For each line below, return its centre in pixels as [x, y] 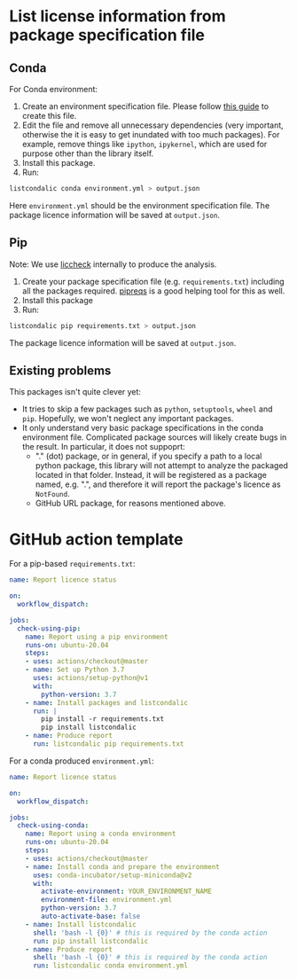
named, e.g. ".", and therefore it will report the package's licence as [158, 484]
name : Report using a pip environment [97, 637]
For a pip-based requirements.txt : [72, 564]
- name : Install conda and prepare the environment [122, 866]
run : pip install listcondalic [90, 941]
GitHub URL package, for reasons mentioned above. [130, 504]
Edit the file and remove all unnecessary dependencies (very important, [152, 125]
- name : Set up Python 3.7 [75, 670]
